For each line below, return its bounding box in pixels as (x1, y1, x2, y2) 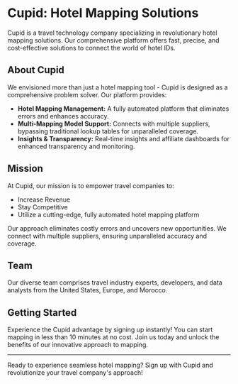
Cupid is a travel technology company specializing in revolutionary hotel (7, 28, 217, 37)
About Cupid (7, 64, 65, 76)
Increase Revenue (17, 195, 71, 204)
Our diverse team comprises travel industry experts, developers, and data (7, 278, 223, 287)
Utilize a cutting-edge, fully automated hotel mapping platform (17, 210, 200, 219)
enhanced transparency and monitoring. (17, 142, 135, 150)
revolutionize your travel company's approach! (7, 368, 143, 377)
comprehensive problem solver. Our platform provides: (7, 90, 167, 99)
